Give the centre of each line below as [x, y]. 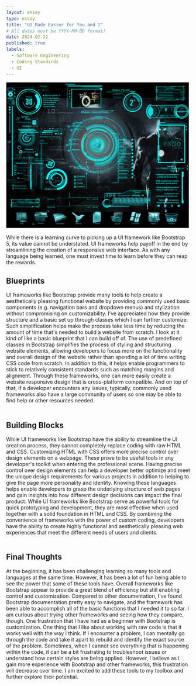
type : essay [20, 18]
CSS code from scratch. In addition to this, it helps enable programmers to [96, 363]
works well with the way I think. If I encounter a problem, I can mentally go [96, 633]
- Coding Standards [35, 61]
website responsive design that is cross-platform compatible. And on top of [97, 382]
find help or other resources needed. [50, 401]
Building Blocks [35, 425]
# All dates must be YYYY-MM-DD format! [56, 31]
